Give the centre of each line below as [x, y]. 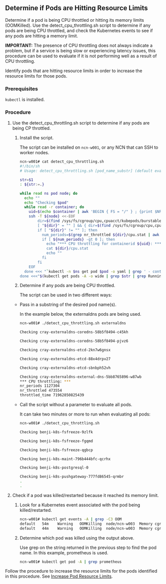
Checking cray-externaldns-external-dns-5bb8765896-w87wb [81, 377]
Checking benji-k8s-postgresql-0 [54, 468]
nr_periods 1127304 [40, 386]
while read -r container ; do [54, 207]
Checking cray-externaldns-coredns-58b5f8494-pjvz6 [74, 341]
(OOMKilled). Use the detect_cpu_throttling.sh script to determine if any [78, 25]
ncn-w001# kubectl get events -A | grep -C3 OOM [71, 519]
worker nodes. [34, 153]
